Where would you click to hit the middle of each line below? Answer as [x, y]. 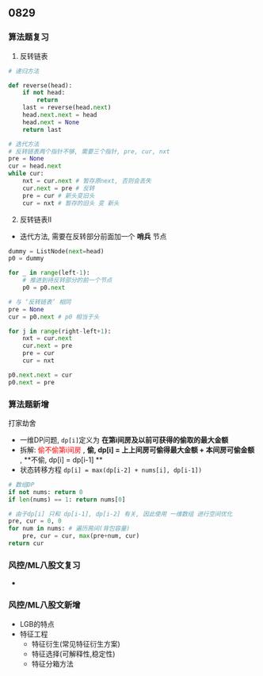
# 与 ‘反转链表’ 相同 [40, 302]
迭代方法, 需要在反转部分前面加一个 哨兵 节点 [93, 236]
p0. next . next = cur [40, 375]
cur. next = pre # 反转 [59, 188]
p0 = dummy [26, 259]
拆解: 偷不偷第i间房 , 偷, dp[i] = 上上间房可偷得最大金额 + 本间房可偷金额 [137, 450]
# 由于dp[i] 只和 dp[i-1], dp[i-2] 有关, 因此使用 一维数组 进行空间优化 [120, 514]
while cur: [26, 174]
